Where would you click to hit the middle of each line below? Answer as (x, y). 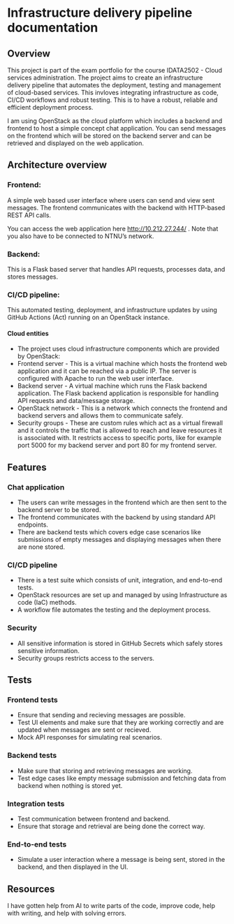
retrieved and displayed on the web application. (76, 143)
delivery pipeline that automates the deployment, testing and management (114, 85)
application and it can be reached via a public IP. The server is (107, 371)
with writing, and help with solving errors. (67, 914)
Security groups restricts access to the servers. (86, 658)
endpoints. (33, 525)
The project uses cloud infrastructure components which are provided (118, 349)
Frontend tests (32, 700)
